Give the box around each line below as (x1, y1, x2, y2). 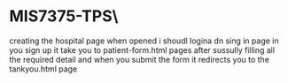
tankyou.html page (9, 64, 78, 74)
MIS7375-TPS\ (9, 6, 119, 26)
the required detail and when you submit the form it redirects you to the (9, 54, 270, 64)
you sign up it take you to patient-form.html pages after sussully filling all (9, 44, 276, 55)
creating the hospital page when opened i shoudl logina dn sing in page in (9, 35, 279, 46)
